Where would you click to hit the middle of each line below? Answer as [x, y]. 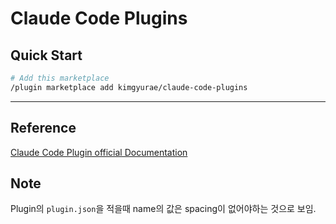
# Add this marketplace [60, 78]
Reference [43, 128]
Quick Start [46, 55]
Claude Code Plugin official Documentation [99, 152]
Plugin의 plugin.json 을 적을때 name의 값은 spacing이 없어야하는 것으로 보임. [163, 209]
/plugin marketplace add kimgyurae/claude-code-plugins [129, 87]
